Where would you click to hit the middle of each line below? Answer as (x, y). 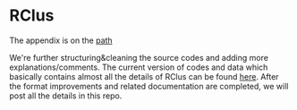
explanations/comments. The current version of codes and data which (139, 67)
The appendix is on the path (61, 40)
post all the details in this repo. (66, 96)
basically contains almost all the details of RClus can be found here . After (144, 76)
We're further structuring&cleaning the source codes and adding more (139, 57)
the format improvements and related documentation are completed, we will (149, 86)
